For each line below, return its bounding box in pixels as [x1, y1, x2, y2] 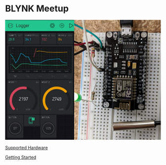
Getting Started [5, 154, 37, 161]
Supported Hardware [5, 145, 48, 151]
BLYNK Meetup [5, 3, 69, 14]
